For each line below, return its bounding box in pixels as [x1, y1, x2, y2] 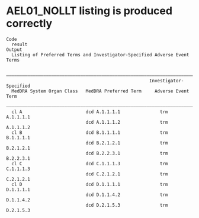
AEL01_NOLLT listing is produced [6, 4, 173, 18]
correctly [6, 17, 53, 30]
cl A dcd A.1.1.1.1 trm [11, 108, 168, 115]
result [11, 41, 28, 47]
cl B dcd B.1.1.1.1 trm [11, 129, 168, 136]
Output [6, 46, 23, 53]
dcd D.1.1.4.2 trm [85, 191, 168, 198]
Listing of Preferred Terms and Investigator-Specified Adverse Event [11, 52, 190, 57]
